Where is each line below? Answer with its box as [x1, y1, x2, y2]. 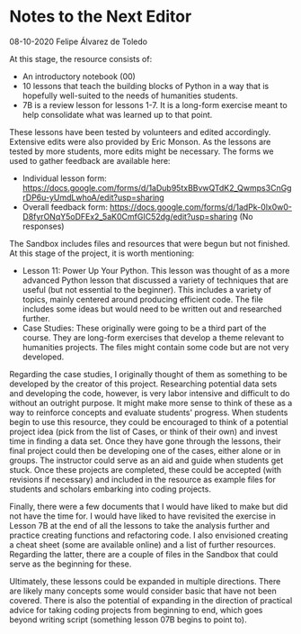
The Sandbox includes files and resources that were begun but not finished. [9, 238, 290, 249]
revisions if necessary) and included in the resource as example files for [9, 474, 277, 485]
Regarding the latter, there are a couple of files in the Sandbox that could [9, 548, 279, 559]
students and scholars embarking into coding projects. [9, 484, 211, 494]
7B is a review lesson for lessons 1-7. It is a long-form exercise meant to [22, 99, 288, 110]
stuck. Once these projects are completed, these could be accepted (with [9, 464, 282, 475]
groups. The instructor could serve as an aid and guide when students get [9, 455, 284, 466]
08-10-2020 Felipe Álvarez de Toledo [9, 36, 148, 47]
